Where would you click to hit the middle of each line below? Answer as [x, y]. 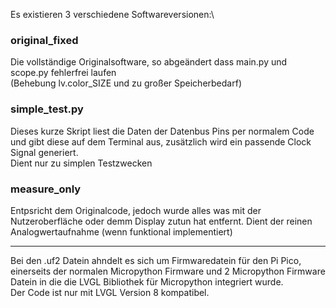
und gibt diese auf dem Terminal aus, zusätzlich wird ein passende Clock [161, 141]
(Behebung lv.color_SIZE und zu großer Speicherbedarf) [126, 83]
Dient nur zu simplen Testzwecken [81, 163]
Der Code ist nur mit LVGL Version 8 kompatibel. [110, 292]
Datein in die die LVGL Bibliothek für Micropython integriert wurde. [147, 281]
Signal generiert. [44, 152]
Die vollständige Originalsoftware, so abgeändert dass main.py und [149, 62]
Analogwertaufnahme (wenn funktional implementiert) [121, 231]
